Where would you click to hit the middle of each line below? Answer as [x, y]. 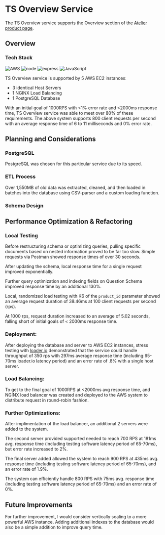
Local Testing [22, 235]
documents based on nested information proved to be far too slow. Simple [80, 252]
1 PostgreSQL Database [36, 98]
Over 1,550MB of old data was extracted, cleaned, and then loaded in [75, 187]
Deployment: [21, 334]
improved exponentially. [29, 272]
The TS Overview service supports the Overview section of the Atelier [76, 23]
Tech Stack [19, 58]
